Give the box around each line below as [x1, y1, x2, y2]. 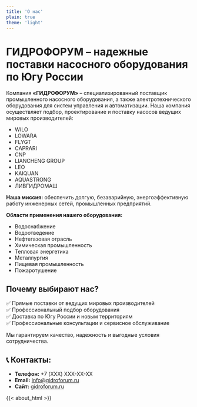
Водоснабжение [14, 223, 56, 230]
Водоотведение [14, 229, 55, 237]
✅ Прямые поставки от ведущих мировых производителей [6, 300, 155, 307]
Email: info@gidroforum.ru [14, 376, 79, 383]
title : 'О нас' [6, 8, 44, 15]
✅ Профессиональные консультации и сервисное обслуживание [6, 320, 170, 327]
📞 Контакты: [6, 355, 52, 365]
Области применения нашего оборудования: [6, 212, 123, 219]
